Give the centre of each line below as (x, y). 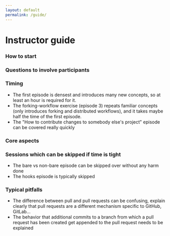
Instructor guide (40, 40)
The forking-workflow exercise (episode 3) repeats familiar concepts (85, 105)
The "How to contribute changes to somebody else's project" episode (86, 122)
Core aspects (22, 140)
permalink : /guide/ (26, 15)
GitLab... (21, 212)
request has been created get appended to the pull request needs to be (88, 223)
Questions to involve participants (47, 70)
